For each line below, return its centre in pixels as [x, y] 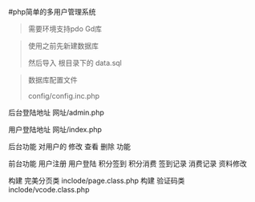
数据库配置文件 [53, 80]
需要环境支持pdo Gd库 [65, 29]
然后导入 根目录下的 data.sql [75, 63]
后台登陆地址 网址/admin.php [56, 112]
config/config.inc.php [64, 96]
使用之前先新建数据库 [63, 46]
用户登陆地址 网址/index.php [55, 129]
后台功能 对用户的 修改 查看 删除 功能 [69, 146]
